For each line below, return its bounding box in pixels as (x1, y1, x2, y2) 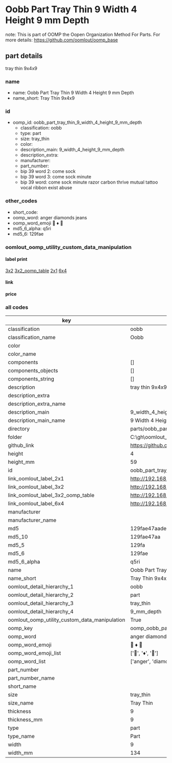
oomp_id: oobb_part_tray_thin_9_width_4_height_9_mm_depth (12, 119, 142, 126)
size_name (8, 700, 34, 707)
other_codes (5, 197, 37, 205)
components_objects (8, 367, 58, 374)
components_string (8, 375, 55, 383)
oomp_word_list (8, 658, 46, 665)
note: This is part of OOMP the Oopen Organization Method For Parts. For (5, 31, 160, 37)
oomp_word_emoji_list (8, 649, 61, 657)
